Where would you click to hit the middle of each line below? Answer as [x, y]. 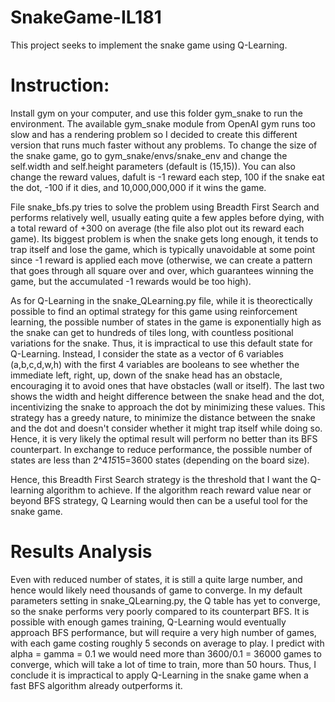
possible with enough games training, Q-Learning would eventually [148, 622]
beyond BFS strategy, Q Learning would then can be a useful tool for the [159, 500]
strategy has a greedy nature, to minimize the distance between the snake [163, 417]
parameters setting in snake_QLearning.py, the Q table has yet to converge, [165, 600]
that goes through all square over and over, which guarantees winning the [162, 270]
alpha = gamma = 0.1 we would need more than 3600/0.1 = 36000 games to [166, 653]
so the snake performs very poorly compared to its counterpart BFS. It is [160, 611]
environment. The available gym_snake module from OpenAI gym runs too [163, 123]
